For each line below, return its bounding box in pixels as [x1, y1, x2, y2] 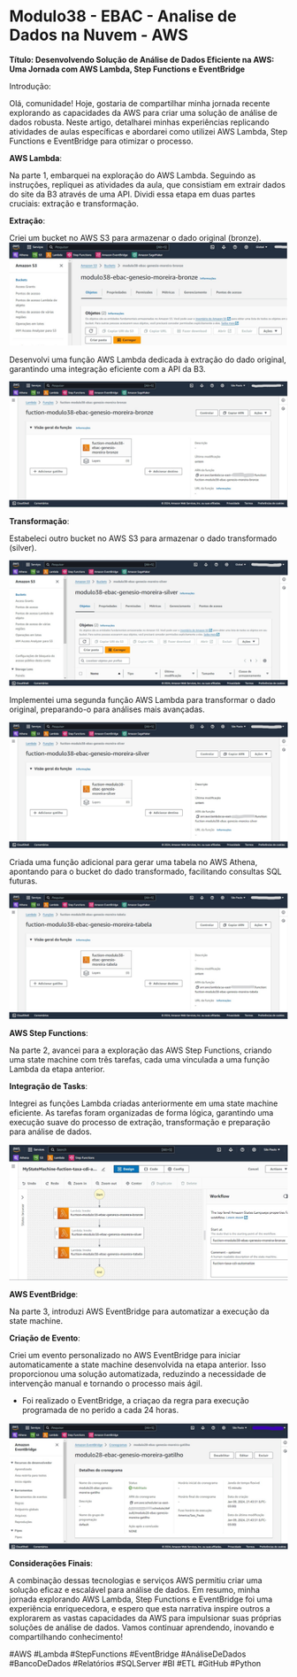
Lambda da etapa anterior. [9, 1064, 105, 1075]
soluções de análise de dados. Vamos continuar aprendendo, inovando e [9, 1622, 275, 1633]
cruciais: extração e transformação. [9, 197, 140, 209]
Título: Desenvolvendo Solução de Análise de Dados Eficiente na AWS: [9, 54, 275, 65]
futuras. [9, 875, 38, 886]
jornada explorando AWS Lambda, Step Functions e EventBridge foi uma [9, 1594, 273, 1604]
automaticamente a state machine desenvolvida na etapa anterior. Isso [9, 1359, 267, 1370]
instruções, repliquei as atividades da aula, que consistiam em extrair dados [9, 179, 286, 189]
